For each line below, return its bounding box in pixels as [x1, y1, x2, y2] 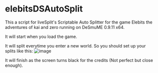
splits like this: [5, 48, 33, 54]
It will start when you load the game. [5, 34, 77, 39]
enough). [5, 62, 23, 68]
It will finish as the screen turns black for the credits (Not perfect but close [5, 57, 153, 63]
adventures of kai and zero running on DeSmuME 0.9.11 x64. [5, 24, 125, 30]
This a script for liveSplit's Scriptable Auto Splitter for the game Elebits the [5, 19, 153, 25]
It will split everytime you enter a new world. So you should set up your [5, 43, 146, 49]
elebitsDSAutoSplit [5, 3, 83, 14]
